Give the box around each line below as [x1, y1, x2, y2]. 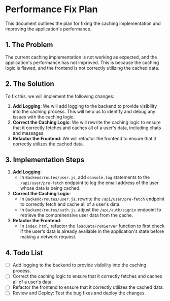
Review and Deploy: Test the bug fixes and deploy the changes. [12, 290, 146, 296]
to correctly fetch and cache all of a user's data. [20, 201, 121, 207]
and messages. [12, 130, 45, 136]
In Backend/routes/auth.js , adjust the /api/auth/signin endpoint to [20, 207, 161, 213]
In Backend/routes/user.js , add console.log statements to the [20, 174, 150, 180]
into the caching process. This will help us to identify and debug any [12, 108, 156, 114]
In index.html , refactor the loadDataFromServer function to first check [20, 223, 165, 229]
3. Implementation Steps [5, 155, 85, 164]
